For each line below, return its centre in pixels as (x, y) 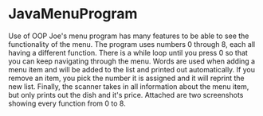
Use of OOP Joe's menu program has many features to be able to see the (129, 36)
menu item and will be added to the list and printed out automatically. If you (131, 69)
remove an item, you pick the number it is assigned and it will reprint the (126, 78)
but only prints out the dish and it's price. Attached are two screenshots (126, 95)
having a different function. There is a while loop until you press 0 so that (128, 52)
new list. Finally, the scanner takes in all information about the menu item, (129, 86)
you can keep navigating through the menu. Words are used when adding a (132, 61)
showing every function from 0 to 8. (67, 103)
